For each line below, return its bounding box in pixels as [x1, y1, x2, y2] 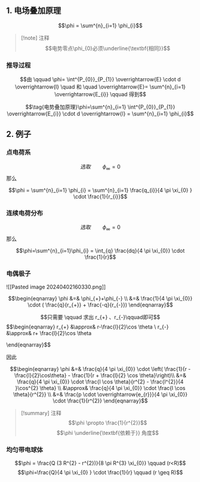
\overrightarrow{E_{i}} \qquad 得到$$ [54, 91, 146, 98]
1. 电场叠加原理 [6, 5, 61, 16]
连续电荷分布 [6, 208, 44, 217]
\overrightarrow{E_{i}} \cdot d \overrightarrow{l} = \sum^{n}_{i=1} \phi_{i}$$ [7, 110, 194, 118]
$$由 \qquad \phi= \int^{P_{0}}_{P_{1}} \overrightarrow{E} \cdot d [20, 76, 181, 83]
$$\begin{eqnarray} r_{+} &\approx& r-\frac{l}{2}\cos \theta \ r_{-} [6, 323, 169, 330]
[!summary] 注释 [20, 409, 61, 416]
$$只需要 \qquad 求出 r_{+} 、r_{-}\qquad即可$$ [40, 313, 161, 321]
